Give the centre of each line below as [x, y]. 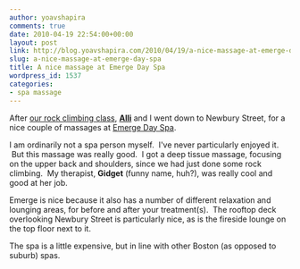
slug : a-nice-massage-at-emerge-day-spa [86, 59]
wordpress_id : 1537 [46, 76]
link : [19, 51]
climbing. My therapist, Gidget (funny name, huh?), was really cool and [141, 173]
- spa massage [36, 92]
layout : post [33, 42]
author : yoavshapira [48, 17]
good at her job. [39, 182]
